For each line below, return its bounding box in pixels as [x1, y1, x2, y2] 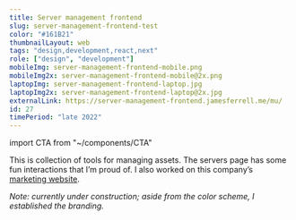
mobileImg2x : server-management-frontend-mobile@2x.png [9, 72, 222, 80]
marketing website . [9, 173, 81, 184]
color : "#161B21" [9, 30, 74, 38]
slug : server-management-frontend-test [9, 21, 159, 30]
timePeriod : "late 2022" [9, 113, 102, 122]
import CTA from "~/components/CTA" [9, 138, 152, 148]
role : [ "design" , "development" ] [9, 55, 135, 63]
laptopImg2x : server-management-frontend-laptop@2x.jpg [9, 88, 222, 97]
